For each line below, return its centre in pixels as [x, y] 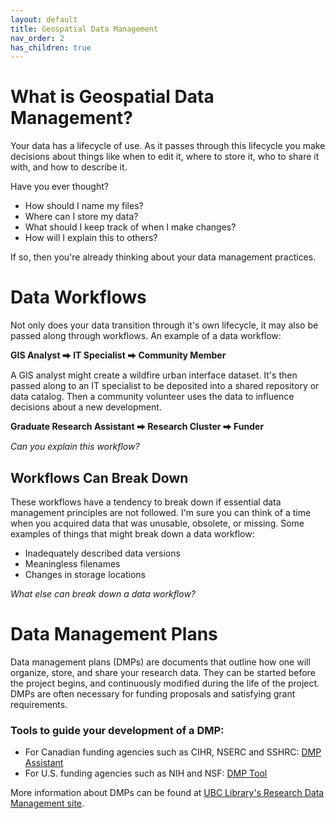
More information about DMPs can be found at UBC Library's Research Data [167, 793]
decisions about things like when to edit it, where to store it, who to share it [165, 157]
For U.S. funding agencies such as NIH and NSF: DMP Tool [146, 773]
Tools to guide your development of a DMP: [117, 730]
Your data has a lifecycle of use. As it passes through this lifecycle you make [168, 146]
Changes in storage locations [85, 574]
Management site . [47, 803]
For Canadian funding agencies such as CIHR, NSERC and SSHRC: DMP [173, 752]
